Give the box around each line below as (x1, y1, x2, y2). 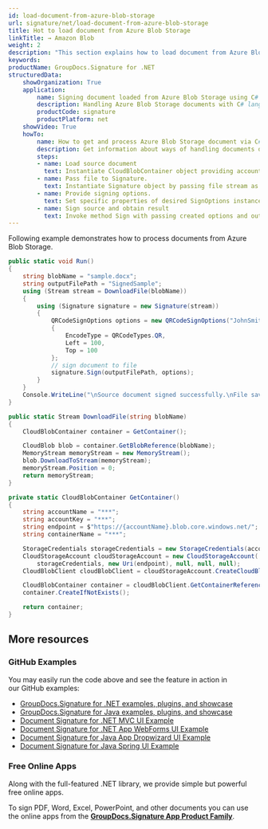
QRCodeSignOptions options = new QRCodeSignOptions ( (50, 316, 230, 325)
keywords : (8, 57, 41, 65)
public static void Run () (8, 257, 94, 265)
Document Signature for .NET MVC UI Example (19, 715, 174, 725)
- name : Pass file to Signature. (37, 175, 148, 183)
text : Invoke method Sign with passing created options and (43, 212, 248, 220)
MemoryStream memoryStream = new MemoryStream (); (22, 450, 191, 458)
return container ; (22, 603, 84, 611)
